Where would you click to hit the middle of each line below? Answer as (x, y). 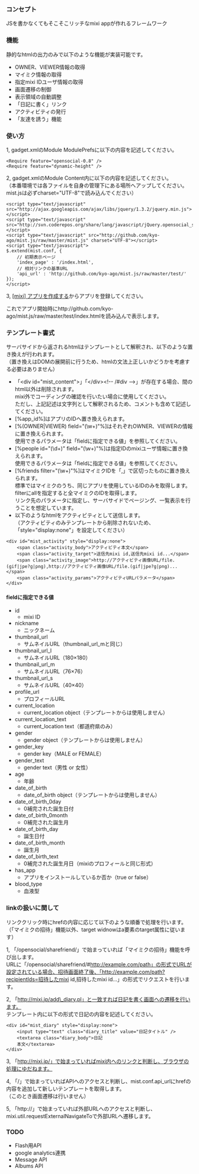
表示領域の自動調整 (38, 97)
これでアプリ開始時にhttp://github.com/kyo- (60, 308)
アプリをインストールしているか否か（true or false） (88, 877)
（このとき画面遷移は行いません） (48, 1096)
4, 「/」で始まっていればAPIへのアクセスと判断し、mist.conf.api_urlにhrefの (99, 1081)
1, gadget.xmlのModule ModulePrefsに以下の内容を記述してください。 (92, 150)
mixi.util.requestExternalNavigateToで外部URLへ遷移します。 (80, 1116)
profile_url (27, 692)
